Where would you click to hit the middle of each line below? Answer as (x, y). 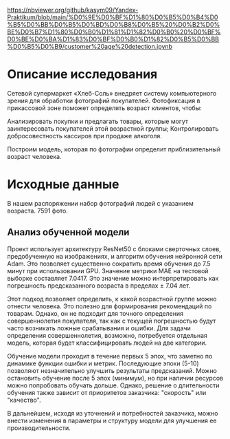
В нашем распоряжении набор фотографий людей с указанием (101, 203)
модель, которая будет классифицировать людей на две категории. (107, 343)
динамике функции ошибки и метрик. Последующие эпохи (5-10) (103, 363)
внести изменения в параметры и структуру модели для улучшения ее (112, 420)
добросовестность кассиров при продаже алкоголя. (85, 136)
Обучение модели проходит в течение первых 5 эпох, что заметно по (110, 356)
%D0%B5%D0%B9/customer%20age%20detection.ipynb (90, 46)
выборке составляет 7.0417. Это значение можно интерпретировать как (113, 278)
